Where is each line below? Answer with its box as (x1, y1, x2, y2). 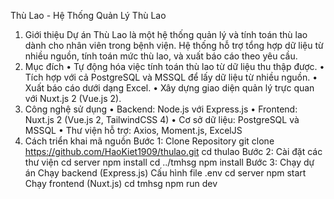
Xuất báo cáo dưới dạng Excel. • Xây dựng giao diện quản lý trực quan (24, 82, 315, 94)
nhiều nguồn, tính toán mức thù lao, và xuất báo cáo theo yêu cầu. (24, 50, 298, 62)
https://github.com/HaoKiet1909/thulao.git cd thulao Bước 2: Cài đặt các (24, 146, 323, 157)
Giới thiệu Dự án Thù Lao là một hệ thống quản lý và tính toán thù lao (24, 29, 308, 40)
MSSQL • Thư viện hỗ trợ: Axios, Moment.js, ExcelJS (24, 125, 243, 136)
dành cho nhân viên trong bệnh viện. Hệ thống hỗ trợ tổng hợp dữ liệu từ (24, 40, 324, 51)
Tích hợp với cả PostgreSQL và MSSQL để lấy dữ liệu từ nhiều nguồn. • (24, 71, 318, 83)
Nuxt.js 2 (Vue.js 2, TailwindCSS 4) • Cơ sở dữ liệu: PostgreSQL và (24, 114, 300, 125)
